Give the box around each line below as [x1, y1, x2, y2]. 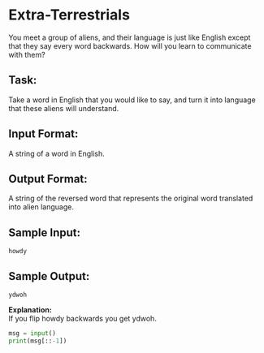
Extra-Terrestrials [8, 6, 130, 24]
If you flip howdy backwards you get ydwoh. [8, 314, 157, 323]
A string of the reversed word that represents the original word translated [8, 193, 253, 204]
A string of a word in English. [8, 149, 105, 158]
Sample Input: [8, 226, 81, 239]
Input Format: [8, 127, 79, 141]
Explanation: [8, 305, 53, 314]
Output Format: [8, 172, 88, 186]
